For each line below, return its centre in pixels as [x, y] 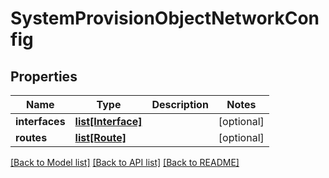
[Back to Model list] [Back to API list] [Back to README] [125, 162]
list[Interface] [108, 121]
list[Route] [100, 137]
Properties [44, 76]
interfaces [40, 121]
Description [180, 104]
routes [31, 137]
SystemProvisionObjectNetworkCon [165, 18]
